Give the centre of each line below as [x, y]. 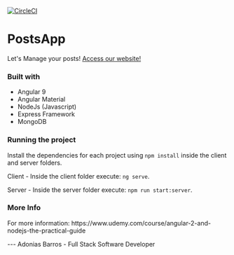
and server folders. [35, 163]
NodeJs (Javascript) [47, 107]
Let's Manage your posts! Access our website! [74, 58]
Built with [24, 76]
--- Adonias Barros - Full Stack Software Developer [81, 244]
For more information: [39, 223]
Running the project [42, 140]
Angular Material [41, 99]
